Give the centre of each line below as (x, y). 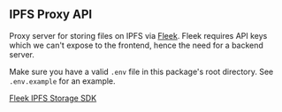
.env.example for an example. (63, 81)
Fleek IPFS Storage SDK (53, 98)
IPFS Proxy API (51, 15)
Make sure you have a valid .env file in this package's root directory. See (141, 71)
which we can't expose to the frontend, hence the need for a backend (136, 45)
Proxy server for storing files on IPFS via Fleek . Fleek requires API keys (138, 35)
